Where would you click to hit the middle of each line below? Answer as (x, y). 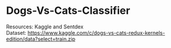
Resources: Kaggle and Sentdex (45, 27)
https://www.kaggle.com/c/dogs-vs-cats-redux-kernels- (96, 32)
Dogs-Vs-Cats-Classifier (68, 11)
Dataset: (16, 32)
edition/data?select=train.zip (41, 39)
